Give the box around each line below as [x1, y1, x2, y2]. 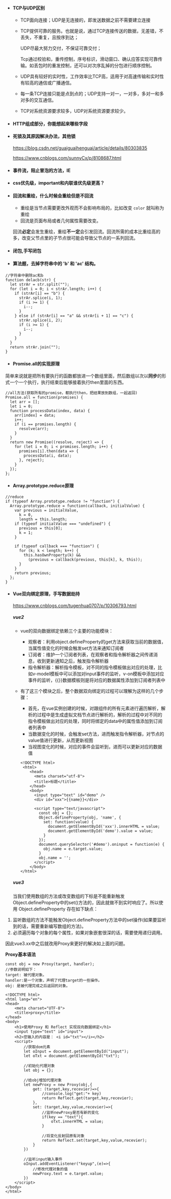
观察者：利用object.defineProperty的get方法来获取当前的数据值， [28, 638, 166, 645]
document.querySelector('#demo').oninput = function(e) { [38, 842, 165, 847]
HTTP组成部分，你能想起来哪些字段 [12, 120, 88, 126]
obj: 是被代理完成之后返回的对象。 [5, 983, 70, 988]
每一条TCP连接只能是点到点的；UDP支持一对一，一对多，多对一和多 [20, 91, 164, 97]
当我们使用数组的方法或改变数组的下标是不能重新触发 [12, 893, 125, 899]
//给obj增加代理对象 [23, 1078, 62, 1083]
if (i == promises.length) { [14, 422, 77, 427]
